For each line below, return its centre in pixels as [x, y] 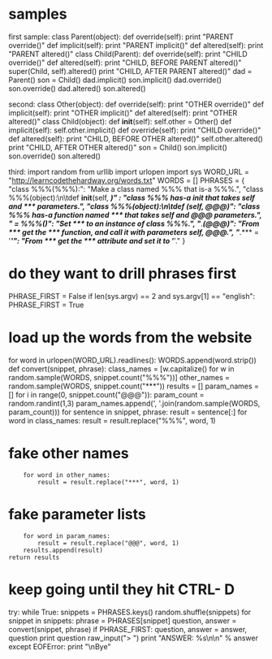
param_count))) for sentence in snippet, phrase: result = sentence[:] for [128, 412]
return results [34, 557]
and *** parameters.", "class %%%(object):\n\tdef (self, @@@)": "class [134, 206]
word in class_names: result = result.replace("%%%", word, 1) [112, 420]
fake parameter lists [77, 514]
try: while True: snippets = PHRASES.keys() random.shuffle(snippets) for [130, 612]
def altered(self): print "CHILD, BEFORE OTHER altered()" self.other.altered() [136, 138]
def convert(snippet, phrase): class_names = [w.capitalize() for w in [121, 369]
